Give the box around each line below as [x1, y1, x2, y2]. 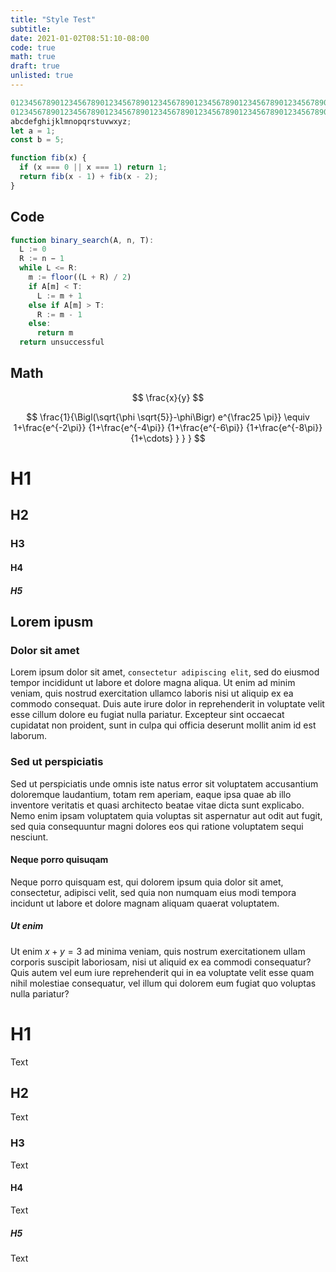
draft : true [10, 61, 60, 71]
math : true [10, 52, 56, 62]
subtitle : [10, 24, 52, 34]
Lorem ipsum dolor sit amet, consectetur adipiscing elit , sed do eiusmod [10, 666, 320, 678]
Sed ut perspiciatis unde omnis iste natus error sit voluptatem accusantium [10, 777, 319, 790]
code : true [10, 42, 56, 53]
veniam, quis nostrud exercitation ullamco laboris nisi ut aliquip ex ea [10, 687, 294, 700]
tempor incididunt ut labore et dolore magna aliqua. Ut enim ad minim [10, 677, 296, 689]
